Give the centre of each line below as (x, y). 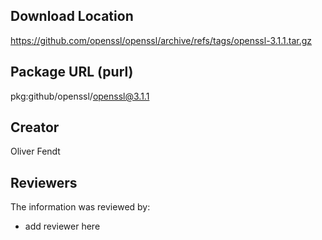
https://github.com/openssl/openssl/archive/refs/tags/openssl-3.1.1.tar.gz (161, 40)
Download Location (72, 16)
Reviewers (44, 182)
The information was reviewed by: (80, 207)
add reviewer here (62, 226)
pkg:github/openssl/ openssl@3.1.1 (80, 96)
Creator (35, 127)
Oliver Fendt (35, 151)
